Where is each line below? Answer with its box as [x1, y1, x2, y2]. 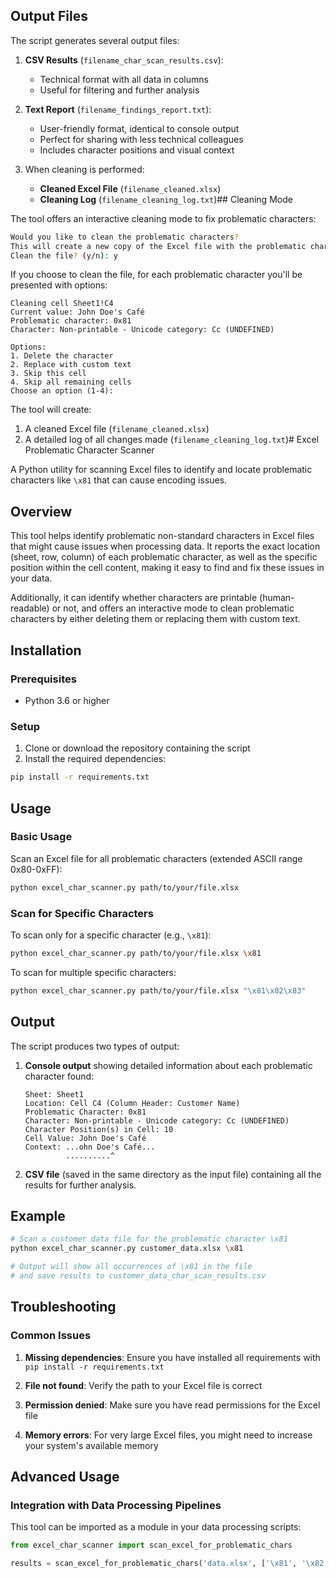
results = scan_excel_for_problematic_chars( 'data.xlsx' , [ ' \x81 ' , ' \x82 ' [10, 1559, 329, 1569]
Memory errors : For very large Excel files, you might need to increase [24, 1429, 313, 1441]
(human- [259, 592, 295, 604]
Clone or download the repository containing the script [24, 742, 251, 754]
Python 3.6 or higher [24, 694, 110, 706]
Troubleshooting [10, 1299, 117, 1316]
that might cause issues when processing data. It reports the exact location [10, 540, 321, 553]
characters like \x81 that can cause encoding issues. [10, 474, 228, 486]
